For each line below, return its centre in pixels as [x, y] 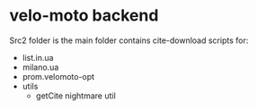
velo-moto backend [84, 16]
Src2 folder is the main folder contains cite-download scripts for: [129, 40]
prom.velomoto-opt [58, 76]
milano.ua [40, 67]
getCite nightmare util [76, 96]
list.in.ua [38, 57]
